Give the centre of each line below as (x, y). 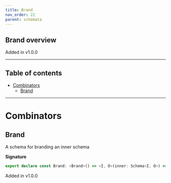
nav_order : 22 (20, 15)
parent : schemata (24, 19)
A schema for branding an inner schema (47, 147)
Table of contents (34, 73)
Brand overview (31, 40)
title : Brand (19, 10)
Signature (16, 157)
